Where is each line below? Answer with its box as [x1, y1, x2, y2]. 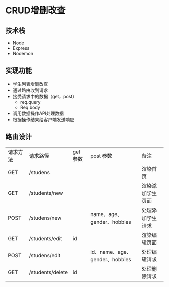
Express [12, 45, 30, 51]
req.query [20, 99, 41, 105]
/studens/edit [29, 252, 61, 259]
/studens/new [29, 214, 62, 221]
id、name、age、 [90, 248, 132, 255]
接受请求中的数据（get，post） [12, 93, 77, 99]
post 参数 [90, 152, 112, 159]
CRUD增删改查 [5, 5, 66, 16]
